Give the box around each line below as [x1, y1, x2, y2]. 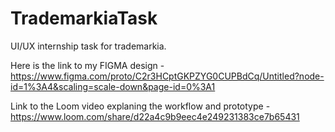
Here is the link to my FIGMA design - [10, 59, 165, 71]
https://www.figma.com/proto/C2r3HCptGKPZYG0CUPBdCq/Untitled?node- [10, 70, 325, 82]
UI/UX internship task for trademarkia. [10, 40, 167, 52]
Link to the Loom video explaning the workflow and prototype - [10, 100, 271, 112]
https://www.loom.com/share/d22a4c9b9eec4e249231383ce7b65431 [10, 110, 300, 122]
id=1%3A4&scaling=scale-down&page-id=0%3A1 [10, 80, 216, 92]
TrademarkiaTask [10, 7, 158, 30]
